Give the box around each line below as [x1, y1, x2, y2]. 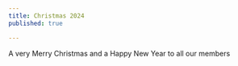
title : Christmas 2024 [8, 11, 85, 20]
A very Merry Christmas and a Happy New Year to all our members [8, 48, 231, 58]
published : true [8, 19, 63, 27]
